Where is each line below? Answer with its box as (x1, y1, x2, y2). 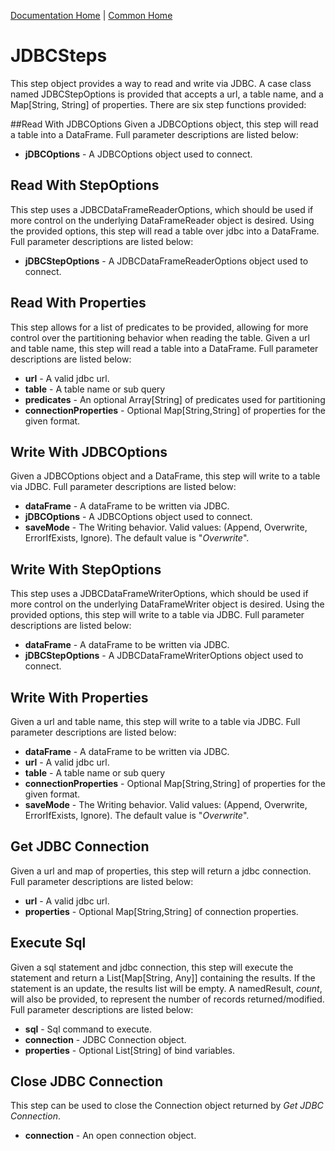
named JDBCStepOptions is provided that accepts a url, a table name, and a (10, 88, 324, 100)
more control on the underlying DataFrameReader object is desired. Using (10, 214, 315, 226)
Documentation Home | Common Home (10, 10, 173, 21)
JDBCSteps (10, 45, 108, 67)
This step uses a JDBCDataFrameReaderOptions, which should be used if (10, 203, 314, 215)
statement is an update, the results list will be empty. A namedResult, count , (10, 982, 323, 994)
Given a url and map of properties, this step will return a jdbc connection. (10, 865, 312, 877)
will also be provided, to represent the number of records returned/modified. (10, 993, 325, 1005)
